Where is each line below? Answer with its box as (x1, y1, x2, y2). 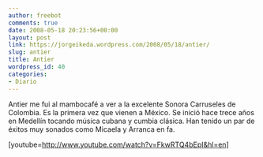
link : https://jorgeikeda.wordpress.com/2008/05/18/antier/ (8, 41, 211, 49)
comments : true (8, 19, 58, 27)
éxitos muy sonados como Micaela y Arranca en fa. (8, 124, 175, 134)
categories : (8, 70, 47, 78)
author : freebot (8, 11, 62, 20)
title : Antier (8, 56, 55, 64)
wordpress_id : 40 (8, 63, 66, 71)
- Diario (8, 77, 37, 85)
